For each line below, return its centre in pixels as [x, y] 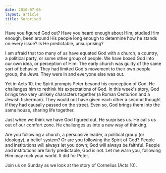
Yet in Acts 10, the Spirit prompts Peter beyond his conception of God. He [80, 84]
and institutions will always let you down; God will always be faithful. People [83, 145]
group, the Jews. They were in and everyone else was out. [65, 74]
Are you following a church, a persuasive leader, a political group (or [75, 135]
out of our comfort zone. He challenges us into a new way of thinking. [76, 125]
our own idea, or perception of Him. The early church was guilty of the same [83, 64]
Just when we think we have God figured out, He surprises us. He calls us [81, 120]
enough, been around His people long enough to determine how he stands [81, 38]
